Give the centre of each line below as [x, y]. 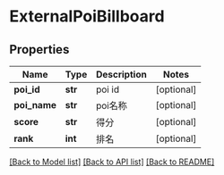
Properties [39, 50]
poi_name [35, 105]
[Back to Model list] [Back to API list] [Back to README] [112, 162]
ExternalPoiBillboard [87, 17]
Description [121, 75]
